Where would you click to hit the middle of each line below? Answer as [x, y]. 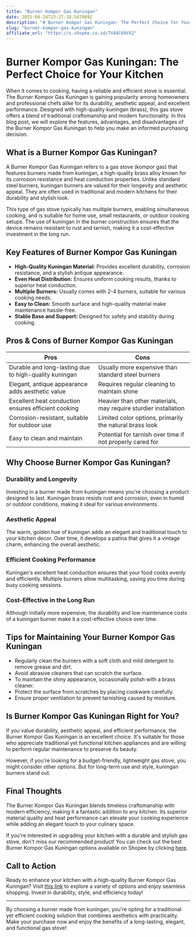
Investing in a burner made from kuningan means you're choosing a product [97, 492]
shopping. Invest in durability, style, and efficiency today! [75, 893]
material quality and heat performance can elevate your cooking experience [97, 818]
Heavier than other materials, [138, 401]
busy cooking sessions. [34, 585]
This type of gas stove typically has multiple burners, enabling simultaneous [98, 209]
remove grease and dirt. [43, 667]
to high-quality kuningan [43, 374]
